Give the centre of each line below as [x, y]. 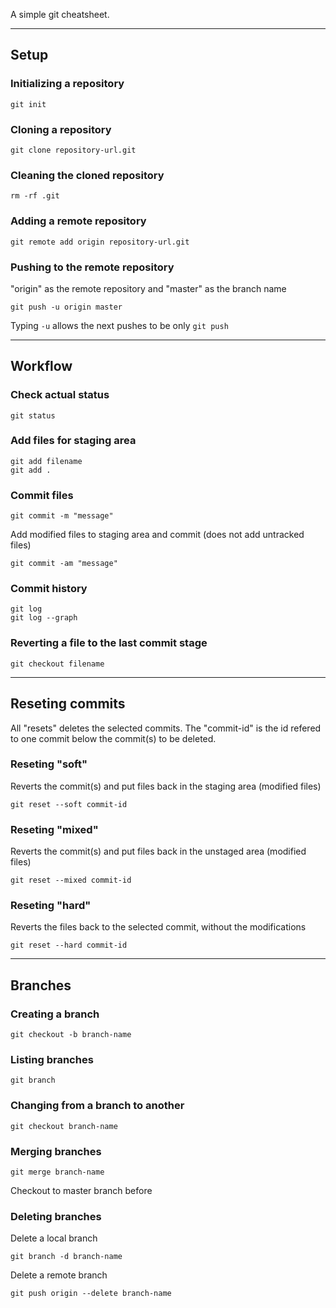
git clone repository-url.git [73, 150]
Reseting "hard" [51, 906]
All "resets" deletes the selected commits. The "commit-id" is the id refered [166, 728]
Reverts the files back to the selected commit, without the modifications [158, 927]
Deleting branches [56, 1216]
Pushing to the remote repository [92, 267]
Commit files [42, 495]
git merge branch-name [57, 1172]
